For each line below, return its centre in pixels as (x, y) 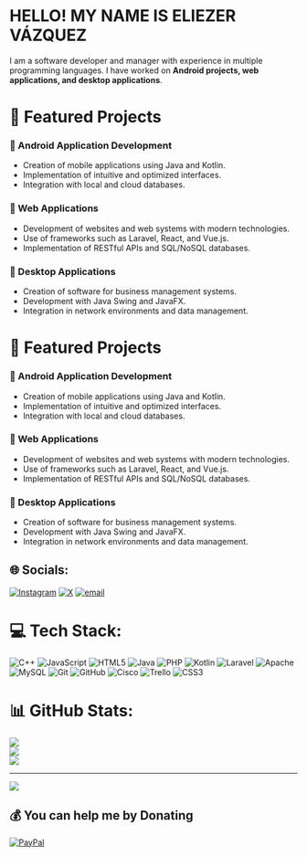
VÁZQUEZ (48, 35)
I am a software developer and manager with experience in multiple (136, 60)
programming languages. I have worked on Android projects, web (134, 70)
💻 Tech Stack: (66, 631)
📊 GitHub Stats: (72, 711)
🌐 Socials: (39, 571)
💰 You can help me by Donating (101, 815)
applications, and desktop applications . (86, 79)
